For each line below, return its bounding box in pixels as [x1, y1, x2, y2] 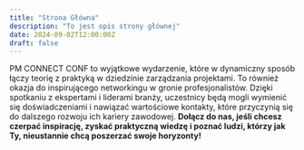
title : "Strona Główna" [9, 13, 100, 23]
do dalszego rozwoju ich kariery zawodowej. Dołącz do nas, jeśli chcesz [9, 111, 283, 122]
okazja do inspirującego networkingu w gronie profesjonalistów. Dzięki [9, 82, 274, 93]
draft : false [9, 38, 59, 48]
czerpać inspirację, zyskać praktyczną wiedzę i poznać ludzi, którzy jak [9, 121, 286, 132]
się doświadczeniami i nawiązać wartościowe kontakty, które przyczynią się [9, 101, 293, 113]
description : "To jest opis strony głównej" [9, 22, 181, 31]
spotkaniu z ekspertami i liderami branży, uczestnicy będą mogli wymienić [9, 92, 288, 103]
